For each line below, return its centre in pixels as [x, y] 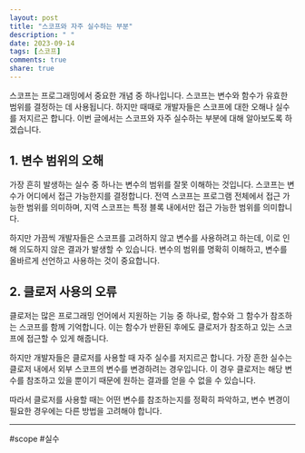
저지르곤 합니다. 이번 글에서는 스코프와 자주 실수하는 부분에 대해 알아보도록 [151, 118]
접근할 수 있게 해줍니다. [67, 338]
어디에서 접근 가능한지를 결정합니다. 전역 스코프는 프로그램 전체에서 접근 [153, 195]
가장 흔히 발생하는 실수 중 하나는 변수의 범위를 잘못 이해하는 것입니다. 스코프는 [148, 184]
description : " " [42, 34]
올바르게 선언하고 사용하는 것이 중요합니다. [85, 261]
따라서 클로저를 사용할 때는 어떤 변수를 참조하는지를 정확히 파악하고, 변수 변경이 [150, 399]
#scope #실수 [34, 438]
